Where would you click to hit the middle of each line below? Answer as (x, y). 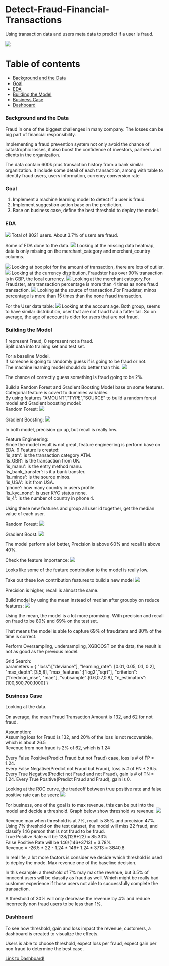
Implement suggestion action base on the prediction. (67, 205)
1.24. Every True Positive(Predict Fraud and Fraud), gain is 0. (68, 779)
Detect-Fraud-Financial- (58, 9)
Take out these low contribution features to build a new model (69, 580)
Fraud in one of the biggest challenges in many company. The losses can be (84, 129)
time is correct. (21, 637)
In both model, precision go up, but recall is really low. (61, 430)
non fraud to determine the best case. (45, 949)
